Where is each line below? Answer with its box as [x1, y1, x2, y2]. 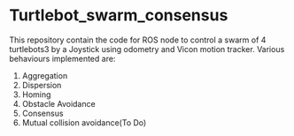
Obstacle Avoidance [21, 98, 96, 109]
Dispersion [21, 79, 62, 90]
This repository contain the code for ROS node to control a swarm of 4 [9, 34, 267, 45]
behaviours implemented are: [9, 53, 116, 64]
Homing [21, 89, 51, 100]
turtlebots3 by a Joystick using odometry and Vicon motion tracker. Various [9, 43, 285, 54]
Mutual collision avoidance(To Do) [21, 117, 147, 128]
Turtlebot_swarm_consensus [9, 5, 228, 26]
